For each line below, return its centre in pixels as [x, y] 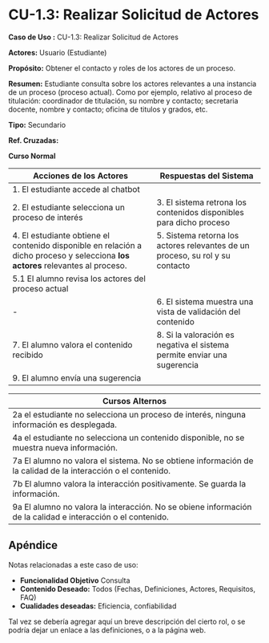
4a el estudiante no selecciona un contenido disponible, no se [128, 437]
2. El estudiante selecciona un [69, 207]
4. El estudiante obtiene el [61, 235]
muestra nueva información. [65, 447]
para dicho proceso [193, 222]
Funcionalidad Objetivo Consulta [75, 580]
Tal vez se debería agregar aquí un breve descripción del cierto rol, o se [127, 621]
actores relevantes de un [203, 245]
